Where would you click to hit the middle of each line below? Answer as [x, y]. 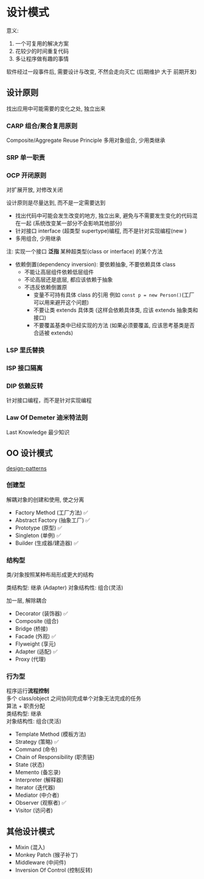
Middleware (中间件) [40, 863]
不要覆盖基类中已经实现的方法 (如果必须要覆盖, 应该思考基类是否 [114, 325]
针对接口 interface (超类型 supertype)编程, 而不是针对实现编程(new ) [101, 231]
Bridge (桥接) [32, 629]
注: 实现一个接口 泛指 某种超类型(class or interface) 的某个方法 [85, 252]
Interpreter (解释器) [39, 780]
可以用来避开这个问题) [61, 303]
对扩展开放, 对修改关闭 [34, 190]
